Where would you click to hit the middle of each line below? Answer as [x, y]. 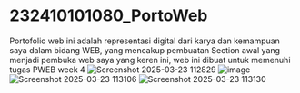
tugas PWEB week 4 [48, 70]
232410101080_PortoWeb [109, 16]
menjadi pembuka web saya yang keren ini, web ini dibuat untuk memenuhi [150, 60]
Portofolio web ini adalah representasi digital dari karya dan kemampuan [145, 41]
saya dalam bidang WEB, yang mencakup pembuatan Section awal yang [145, 50]
